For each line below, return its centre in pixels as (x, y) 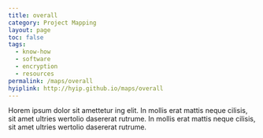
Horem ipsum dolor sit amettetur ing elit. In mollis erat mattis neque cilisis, (128, 111)
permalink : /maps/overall (50, 81)
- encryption (37, 67)
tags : (17, 45)
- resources (35, 74)
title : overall (33, 15)
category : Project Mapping (52, 23)
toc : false (26, 37)
